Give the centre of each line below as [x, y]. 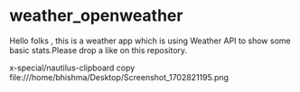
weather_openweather [96, 16]
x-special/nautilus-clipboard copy [72, 68]
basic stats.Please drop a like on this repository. [98, 50]
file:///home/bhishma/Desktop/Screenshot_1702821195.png [119, 77]
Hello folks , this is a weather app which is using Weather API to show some [150, 41]
